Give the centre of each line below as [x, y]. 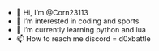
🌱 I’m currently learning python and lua [81, 30]
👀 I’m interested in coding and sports [77, 21]
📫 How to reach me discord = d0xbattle [84, 39]
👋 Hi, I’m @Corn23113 [52, 13]
